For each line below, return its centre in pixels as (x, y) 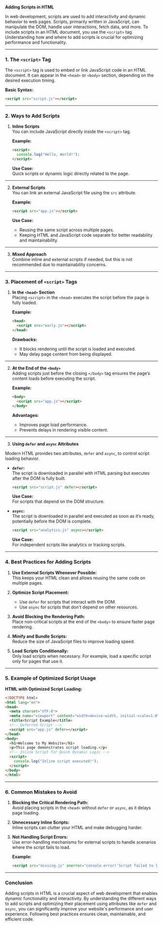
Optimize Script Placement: (40, 592)
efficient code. (19, 919)
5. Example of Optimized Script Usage (50, 678)
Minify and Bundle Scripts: (39, 636)
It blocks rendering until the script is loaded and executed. (77, 349)
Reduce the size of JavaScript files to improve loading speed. (73, 641)
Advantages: (25, 415)
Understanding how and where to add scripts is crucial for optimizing (74, 37)
